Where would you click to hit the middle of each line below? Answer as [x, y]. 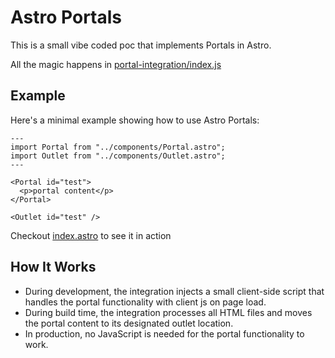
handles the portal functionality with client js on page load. [145, 302]
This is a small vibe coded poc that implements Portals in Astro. [141, 45]
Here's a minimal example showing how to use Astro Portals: [135, 120]
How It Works [53, 267]
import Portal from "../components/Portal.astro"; [118, 147]
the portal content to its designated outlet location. [129, 323]
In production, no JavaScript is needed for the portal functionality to [164, 333]
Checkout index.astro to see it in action [91, 235]
